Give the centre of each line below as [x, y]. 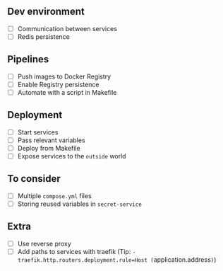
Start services [38, 132]
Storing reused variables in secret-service [80, 204]
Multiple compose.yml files [54, 196]
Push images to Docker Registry [64, 76]
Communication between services [67, 28]
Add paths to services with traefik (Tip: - [77, 251]
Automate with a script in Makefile [67, 92]
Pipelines [28, 59]
